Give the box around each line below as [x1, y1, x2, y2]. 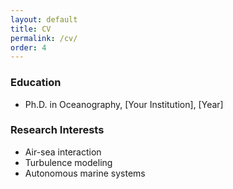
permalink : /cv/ [10, 33, 78, 43]
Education [10, 76, 62, 90]
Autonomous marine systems [24, 167, 146, 179]
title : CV [10, 24, 52, 34]
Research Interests [10, 123, 105, 137]
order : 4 [10, 42, 47, 53]
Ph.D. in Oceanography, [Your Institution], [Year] [24, 98, 224, 110]
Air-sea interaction [24, 146, 102, 158]
